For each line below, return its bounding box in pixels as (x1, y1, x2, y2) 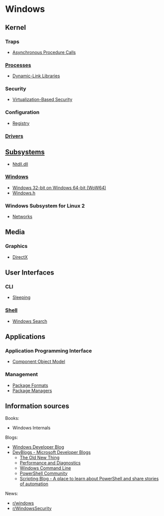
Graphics (5, 243, 28, 250)
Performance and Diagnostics (19, 459, 81, 465)
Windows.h (12, 190, 36, 196)
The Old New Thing (19, 455, 60, 460)
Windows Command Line (19, 465, 71, 471)
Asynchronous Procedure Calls (12, 49, 76, 55)
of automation (19, 481, 49, 487)
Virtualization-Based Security (12, 97, 73, 103)
